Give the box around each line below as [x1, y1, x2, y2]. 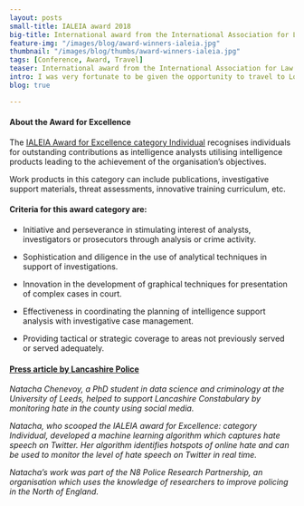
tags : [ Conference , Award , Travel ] [9, 55, 144, 64]
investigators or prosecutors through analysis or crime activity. [22, 234, 256, 245]
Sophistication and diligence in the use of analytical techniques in [22, 251, 268, 263]
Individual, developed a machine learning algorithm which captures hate [9, 430, 280, 441]
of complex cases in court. [22, 288, 122, 299]
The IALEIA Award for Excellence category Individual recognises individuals [9, 137, 291, 148]
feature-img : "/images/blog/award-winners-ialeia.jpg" [9, 38, 221, 48]
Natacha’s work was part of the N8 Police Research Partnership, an [9, 467, 263, 478]
